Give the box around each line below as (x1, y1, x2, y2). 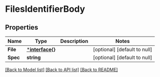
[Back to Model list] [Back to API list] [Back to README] (5, 67, 118, 73)
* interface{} (26, 46, 56, 53)
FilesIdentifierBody (5, 3, 85, 15)
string (26, 54, 41, 61)
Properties (5, 23, 38, 32)
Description (60, 38, 89, 44)
